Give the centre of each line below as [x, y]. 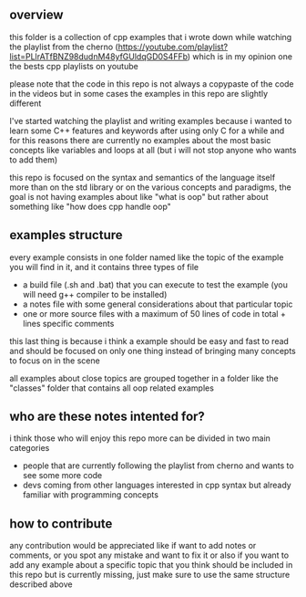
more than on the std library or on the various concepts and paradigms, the [150, 187]
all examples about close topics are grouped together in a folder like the [144, 378]
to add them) [34, 160]
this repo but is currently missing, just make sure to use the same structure [150, 575]
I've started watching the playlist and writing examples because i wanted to [151, 120]
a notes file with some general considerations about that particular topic [158, 304]
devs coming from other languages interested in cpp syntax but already [157, 485]
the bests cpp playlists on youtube [74, 66]
